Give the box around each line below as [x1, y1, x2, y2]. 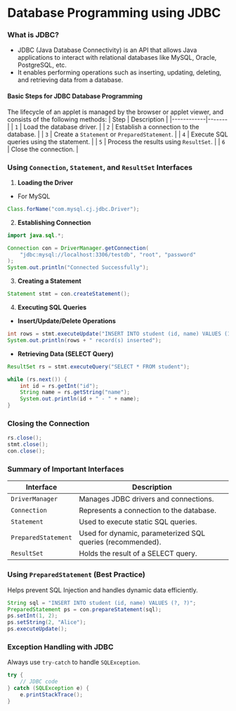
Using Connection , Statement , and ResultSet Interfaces [7, 162, 193, 172]
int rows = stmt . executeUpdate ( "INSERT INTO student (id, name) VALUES [7, 330, 221, 338]
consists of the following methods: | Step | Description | [7, 115, 169, 124]
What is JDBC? [7, 30, 60, 40]
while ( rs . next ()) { [7, 376, 68, 383]
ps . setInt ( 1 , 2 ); [7, 613, 58, 620]
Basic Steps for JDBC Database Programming [7, 92, 143, 100]
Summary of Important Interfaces [7, 464, 124, 474]
